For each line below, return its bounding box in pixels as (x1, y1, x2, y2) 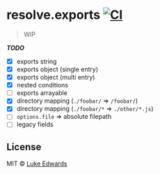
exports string (16, 57, 57, 66)
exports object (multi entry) (16, 73, 95, 82)
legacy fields (16, 120, 54, 129)
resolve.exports (6, 7, 101, 23)
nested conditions (16, 81, 69, 89)
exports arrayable (16, 89, 67, 97)
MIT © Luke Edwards (6, 159, 67, 168)
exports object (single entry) (16, 65, 99, 73)
